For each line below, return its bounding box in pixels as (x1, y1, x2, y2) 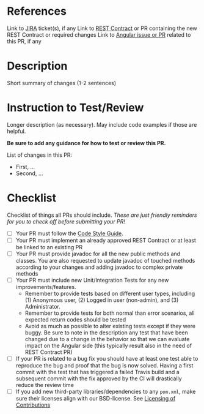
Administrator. (24, 303, 60, 310)
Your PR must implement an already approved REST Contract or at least (15, 236, 196, 244)
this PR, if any (7, 37, 42, 45)
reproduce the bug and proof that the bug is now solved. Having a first (15, 362, 194, 369)
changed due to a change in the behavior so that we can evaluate (24, 336, 190, 342)
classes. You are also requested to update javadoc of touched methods (15, 257, 195, 264)
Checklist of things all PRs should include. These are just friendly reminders (7, 211, 197, 219)
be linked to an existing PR (15, 243, 83, 250)
